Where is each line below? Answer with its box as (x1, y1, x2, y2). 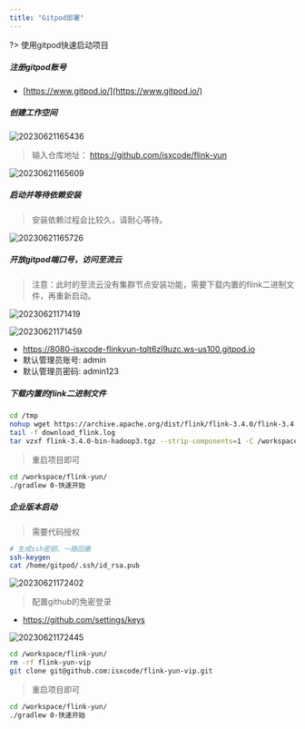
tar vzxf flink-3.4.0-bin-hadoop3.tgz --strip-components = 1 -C (9, 437, 254, 446)
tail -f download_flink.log (9, 429, 116, 438)
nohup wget (9, 419, 51, 429)
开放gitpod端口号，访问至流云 (9, 254, 123, 265)
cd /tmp (9, 411, 39, 420)
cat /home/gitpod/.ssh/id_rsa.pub (9, 561, 141, 570)
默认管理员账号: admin (22, 354, 107, 365)
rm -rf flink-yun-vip (9, 658, 92, 667)
